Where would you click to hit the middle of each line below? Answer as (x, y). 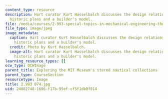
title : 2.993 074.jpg (28, 84)
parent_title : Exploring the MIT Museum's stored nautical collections (81, 70)
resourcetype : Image (27, 79)
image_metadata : (22, 33)
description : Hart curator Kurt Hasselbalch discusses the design (76, 14)
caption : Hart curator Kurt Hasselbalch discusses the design (76, 38)
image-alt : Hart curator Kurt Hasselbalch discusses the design (78, 51)
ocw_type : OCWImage (25, 65)
